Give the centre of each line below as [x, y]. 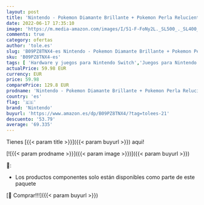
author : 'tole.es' [29, 46]
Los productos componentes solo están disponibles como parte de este [105, 177]
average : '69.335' [29, 125]
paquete [25, 184]
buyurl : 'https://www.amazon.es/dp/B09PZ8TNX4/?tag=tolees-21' [88, 113]
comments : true [25, 35]
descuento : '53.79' [31, 119]
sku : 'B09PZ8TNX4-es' [34, 57]
